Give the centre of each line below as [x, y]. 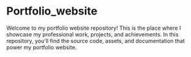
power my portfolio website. [42, 47]
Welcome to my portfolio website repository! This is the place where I [94, 28]
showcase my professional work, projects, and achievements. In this [92, 34]
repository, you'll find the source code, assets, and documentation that [95, 41]
